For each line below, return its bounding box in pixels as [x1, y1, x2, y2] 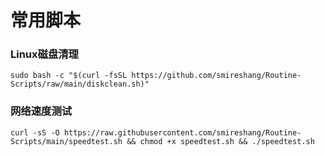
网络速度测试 [10, 104, 73, 118]
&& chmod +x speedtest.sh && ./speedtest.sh [126, 136, 315, 146]
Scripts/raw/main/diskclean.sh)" [10, 79, 150, 90]
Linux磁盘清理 [10, 47, 79, 61]
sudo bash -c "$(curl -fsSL [10, 71, 128, 81]
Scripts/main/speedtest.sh [10, 136, 123, 146]
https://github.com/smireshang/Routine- [131, 71, 302, 81]
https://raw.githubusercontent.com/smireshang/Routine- [63, 127, 302, 138]
